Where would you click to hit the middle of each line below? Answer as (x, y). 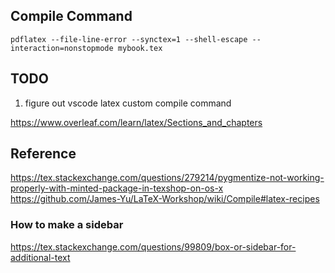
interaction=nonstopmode (62, 48)
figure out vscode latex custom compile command (128, 103)
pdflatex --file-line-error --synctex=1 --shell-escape (129, 39)
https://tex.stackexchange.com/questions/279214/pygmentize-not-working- (167, 178)
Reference (43, 154)
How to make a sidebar (67, 225)
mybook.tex (140, 48)
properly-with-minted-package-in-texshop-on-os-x (117, 188)
